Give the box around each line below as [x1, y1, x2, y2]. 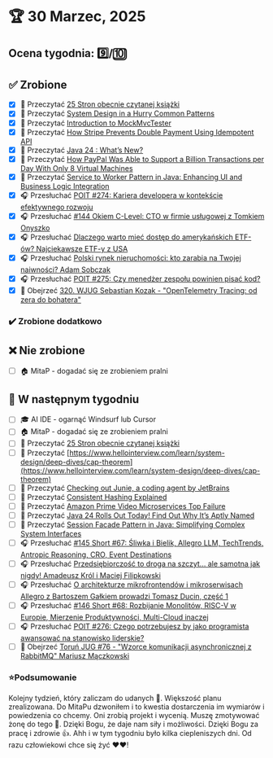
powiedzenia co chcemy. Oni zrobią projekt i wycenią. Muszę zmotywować [8, 711, 260, 721]
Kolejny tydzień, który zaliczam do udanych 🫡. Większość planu [8, 694, 222, 703]
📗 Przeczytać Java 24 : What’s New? [19, 145, 144, 155]
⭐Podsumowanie [8, 672, 77, 683]
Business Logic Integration [19, 181, 110, 191]
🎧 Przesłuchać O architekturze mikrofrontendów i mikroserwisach [19, 580, 244, 589]
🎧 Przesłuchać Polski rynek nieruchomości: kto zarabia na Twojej [19, 252, 241, 262]
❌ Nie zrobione [8, 344, 85, 357]
